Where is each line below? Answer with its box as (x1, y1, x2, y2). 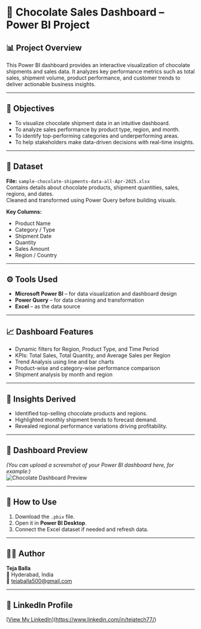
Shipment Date (14, 232, 52, 239)
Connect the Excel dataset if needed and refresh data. (14, 525, 148, 533)
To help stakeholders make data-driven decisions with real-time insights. (14, 138, 194, 145)
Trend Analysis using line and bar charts (14, 358, 115, 366)
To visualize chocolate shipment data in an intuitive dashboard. (14, 119, 170, 126)
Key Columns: (6, 208, 42, 215)
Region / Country (14, 251, 57, 259)
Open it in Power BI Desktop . (14, 519, 87, 526)
